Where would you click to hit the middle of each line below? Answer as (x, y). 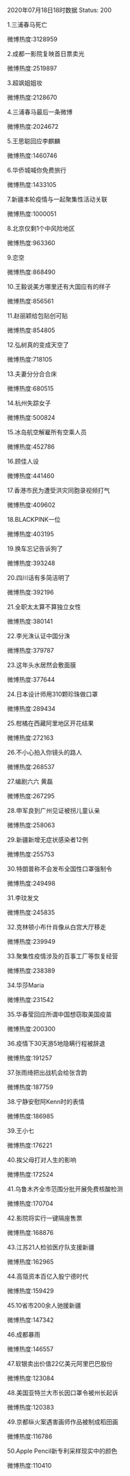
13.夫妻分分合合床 (32, 374)
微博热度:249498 (31, 883)
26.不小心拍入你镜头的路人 (44, 752)
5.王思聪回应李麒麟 (34, 141)
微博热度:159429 (30, 1291)
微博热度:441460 (31, 476)
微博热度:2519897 (32, 68)
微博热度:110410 (29, 1465)
